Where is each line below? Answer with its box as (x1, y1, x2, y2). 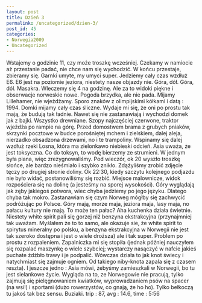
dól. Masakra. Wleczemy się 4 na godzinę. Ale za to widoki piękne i (6, 85, 174, 92)
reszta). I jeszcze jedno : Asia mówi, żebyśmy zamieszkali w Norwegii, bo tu (6, 264, 195, 272)
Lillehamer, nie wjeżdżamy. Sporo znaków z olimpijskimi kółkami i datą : (6, 97, 184, 104)
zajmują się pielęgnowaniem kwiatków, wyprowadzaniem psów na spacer (6, 277, 189, 284)
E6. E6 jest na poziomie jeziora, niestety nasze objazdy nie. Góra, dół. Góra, (6, 78, 194, 85)
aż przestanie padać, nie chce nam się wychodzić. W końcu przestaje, (6, 65, 181, 72)
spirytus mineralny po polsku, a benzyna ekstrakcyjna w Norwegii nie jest (6, 226, 189, 233)
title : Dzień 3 (6, 14, 45, 21)
